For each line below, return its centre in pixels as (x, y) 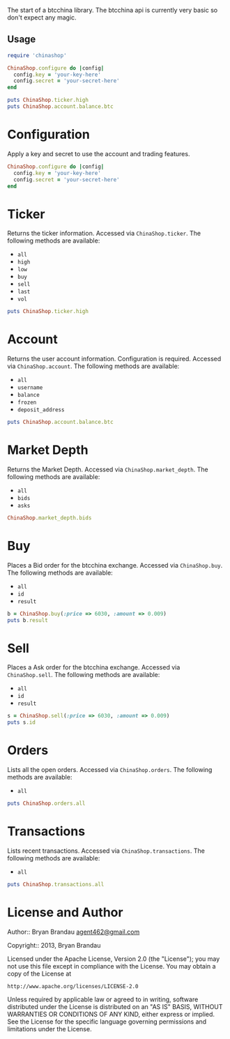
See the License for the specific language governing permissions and (107, 1022)
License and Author (65, 912)
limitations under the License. (49, 1029)
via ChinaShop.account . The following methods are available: (93, 366)
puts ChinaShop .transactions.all (56, 884)
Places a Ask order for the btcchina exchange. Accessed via (94, 667)
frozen (27, 403)
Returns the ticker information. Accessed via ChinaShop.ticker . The (104, 234)
